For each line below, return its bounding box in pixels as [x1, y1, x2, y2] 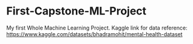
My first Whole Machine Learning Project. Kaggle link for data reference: [6, 24, 188, 31]
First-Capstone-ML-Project [6, 4, 147, 18]
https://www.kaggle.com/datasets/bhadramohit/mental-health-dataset [6, 30, 183, 37]
